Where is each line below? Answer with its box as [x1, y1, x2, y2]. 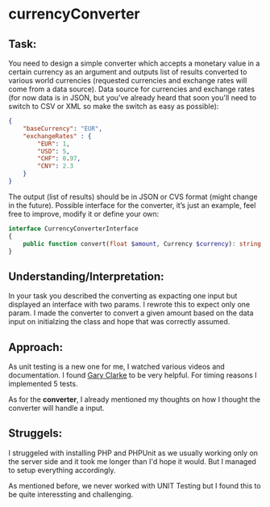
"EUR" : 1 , [37, 139, 70, 148]
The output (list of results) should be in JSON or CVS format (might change [8, 192, 258, 201]
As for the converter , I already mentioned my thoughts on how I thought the [8, 395, 260, 404]
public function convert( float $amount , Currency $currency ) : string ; [23, 239, 265, 247]
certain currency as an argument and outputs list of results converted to [8, 67, 247, 77]
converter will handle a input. [8, 403, 105, 412]
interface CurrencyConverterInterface [8, 224, 139, 233]
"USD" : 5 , [37, 147, 70, 155]
